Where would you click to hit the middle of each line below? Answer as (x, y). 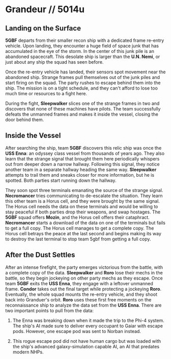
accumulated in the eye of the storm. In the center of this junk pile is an (80, 51)
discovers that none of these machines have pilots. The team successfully (83, 109)
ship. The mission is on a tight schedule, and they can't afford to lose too (81, 88)
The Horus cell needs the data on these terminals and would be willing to (82, 206)
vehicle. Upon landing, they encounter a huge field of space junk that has (82, 46)
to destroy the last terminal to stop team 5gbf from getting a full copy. (78, 239)
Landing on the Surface (43, 28)
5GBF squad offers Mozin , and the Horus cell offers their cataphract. (78, 217)
